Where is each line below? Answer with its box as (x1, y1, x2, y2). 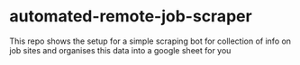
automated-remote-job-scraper (9, 6, 252, 27)
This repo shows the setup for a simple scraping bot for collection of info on (9, 36, 291, 46)
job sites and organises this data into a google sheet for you (9, 45, 232, 55)
